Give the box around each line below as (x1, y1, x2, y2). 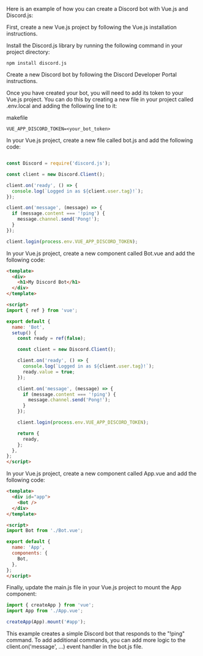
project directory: (6, 48, 50, 56)
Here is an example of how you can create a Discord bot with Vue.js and (6, 6, 188, 12)
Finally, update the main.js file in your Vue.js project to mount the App (6, 584, 182, 591)
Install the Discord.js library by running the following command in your (6, 42, 183, 49)
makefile (6, 114, 28, 121)
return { (17, 430, 40, 437)
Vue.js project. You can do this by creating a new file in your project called (6, 96, 194, 103)
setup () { (12, 330, 37, 336)
